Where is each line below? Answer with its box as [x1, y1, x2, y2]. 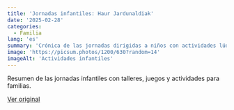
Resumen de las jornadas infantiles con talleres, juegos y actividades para [7, 74, 220, 82]
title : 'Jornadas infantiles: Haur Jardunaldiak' [7, 10, 155, 17]
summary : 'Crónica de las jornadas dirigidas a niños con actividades [7, 42, 217, 49]
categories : [7, 23, 42, 30]
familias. [7, 81, 31, 90]
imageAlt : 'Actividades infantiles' [7, 55, 114, 62]
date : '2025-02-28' [7, 17, 64, 24]
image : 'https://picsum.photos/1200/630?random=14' [7, 49, 160, 56]
